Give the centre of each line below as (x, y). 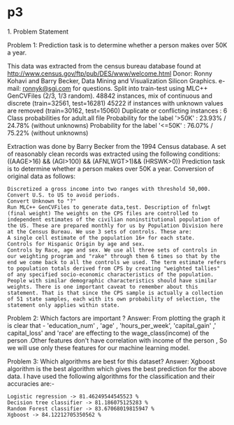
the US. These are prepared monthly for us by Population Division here (115, 225)
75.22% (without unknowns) (48, 133)
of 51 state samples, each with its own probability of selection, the (114, 299)
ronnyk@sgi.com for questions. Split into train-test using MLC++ (115, 88)
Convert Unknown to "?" (42, 201)
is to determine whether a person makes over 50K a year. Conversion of (111, 168)
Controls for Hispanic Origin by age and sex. (76, 244)
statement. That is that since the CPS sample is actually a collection (115, 293)
